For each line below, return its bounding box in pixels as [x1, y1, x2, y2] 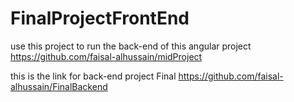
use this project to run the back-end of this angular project [10, 40, 252, 52]
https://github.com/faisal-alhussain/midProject [10, 50, 203, 62]
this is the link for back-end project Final [10, 70, 177, 82]
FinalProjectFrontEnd [10, 7, 190, 30]
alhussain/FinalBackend [10, 80, 108, 92]
